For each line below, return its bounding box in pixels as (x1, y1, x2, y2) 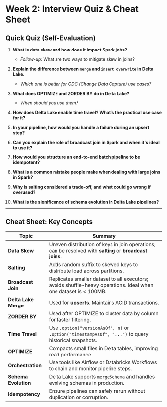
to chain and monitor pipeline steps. (49, 365, 132, 372)
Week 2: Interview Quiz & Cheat (5, 3, 139, 15)
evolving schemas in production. (49, 379, 125, 386)
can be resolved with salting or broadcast (49, 247, 148, 254)
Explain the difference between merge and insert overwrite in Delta (12, 66, 154, 72)
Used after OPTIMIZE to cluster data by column (49, 310, 159, 317)
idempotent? (12, 159, 40, 165)
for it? (12, 115, 26, 121)
